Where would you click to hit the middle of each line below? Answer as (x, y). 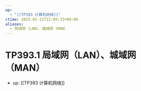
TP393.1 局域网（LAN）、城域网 (71, 55)
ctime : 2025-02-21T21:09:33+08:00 (42, 19)
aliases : (14, 24)
